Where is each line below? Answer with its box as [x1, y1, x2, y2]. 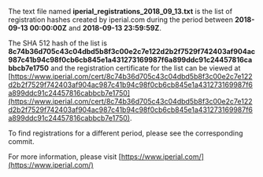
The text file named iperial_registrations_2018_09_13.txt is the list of [8, 7, 233, 16]
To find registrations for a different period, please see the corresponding [8, 128, 243, 138]
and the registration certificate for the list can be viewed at [50, 63, 241, 73]
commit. [8, 137, 35, 146]
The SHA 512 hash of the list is [8, 38, 108, 48]
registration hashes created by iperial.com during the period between [8, 15, 234, 24]
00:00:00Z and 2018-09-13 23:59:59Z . [29, 23, 161, 32]
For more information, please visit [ [8, 152, 122, 161]
